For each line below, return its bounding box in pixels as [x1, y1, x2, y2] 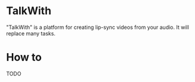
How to [6, 51, 42, 64]
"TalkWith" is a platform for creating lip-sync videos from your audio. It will [6, 24, 189, 31]
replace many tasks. [6, 29, 56, 37]
